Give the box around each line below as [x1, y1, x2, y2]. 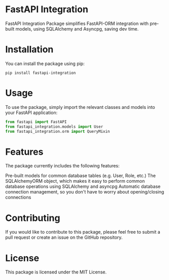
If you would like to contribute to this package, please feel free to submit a [5, 229, 161, 235]
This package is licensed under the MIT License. [5, 269, 107, 275]
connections [5, 194, 31, 201]
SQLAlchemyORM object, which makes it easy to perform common [5, 178, 145, 184]
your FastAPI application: [5, 109, 57, 116]
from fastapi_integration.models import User [5, 124, 103, 129]
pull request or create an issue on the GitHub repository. [5, 234, 123, 240]
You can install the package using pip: [5, 60, 85, 67]
